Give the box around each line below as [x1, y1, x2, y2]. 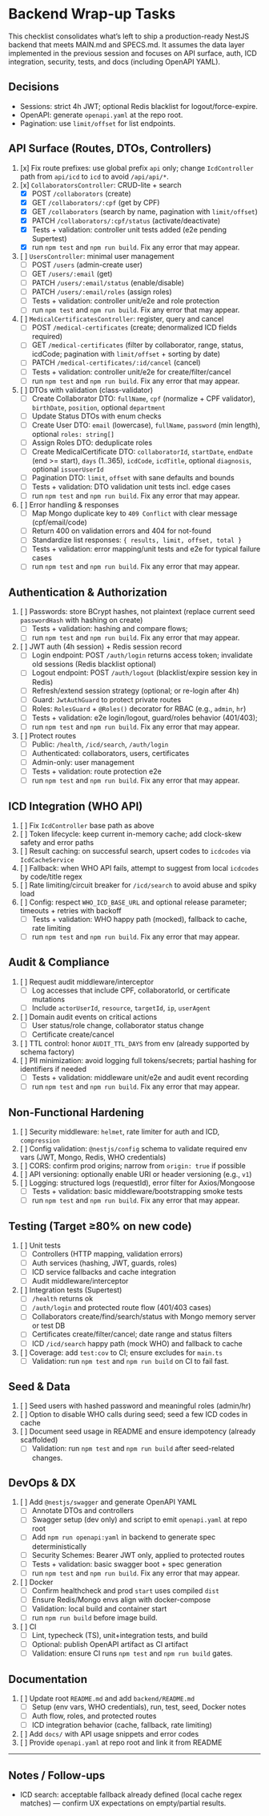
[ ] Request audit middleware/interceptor [19, 977, 155, 986]
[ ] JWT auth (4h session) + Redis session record [19, 642, 183, 652]
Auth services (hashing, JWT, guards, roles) [31, 1258, 178, 1268]
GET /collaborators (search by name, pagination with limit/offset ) [31, 206, 259, 216]
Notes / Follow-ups [8, 1769, 106, 1782]
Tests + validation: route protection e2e [31, 766, 162, 776]
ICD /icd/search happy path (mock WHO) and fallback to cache [31, 1338, 243, 1348]
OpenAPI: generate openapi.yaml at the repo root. [19, 110, 183, 119]
